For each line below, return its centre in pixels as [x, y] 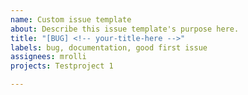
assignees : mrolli [48, 57]
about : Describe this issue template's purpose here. [125, 29]
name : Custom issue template [71, 19]
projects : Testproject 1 [62, 66]
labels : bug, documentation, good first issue [109, 47]
